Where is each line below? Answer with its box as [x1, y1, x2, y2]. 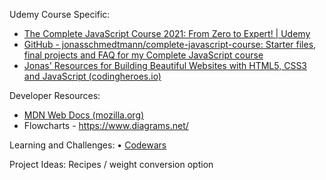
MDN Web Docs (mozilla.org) [23, 109, 145, 121]
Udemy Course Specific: [9, 9, 111, 20]
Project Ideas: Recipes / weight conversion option [9, 159, 214, 170]
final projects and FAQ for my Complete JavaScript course [23, 49, 264, 61]
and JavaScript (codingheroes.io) [23, 70, 162, 82]
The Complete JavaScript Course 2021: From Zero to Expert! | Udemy [23, 28, 311, 39]
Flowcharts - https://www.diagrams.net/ [23, 120, 189, 131]
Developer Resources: [9, 90, 101, 101]
